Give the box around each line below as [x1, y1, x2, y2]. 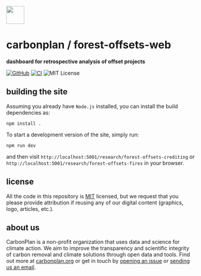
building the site [6, 87, 68, 97]
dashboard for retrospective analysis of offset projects [6, 57, 145, 65]
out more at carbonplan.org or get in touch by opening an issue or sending [6, 257, 190, 265]
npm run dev [6, 142, 36, 149]
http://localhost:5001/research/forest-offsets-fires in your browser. [6, 159, 184, 167]
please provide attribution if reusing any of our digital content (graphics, [6, 199, 184, 206]
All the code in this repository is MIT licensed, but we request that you [6, 192, 179, 200]
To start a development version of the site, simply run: [6, 131, 139, 138]
